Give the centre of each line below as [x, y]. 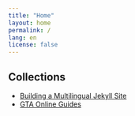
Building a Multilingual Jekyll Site [73, 95]
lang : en [22, 37]
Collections [37, 77]
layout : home [30, 23]
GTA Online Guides [50, 104]
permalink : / [30, 30]
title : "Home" [32, 15]
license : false [33, 45]
